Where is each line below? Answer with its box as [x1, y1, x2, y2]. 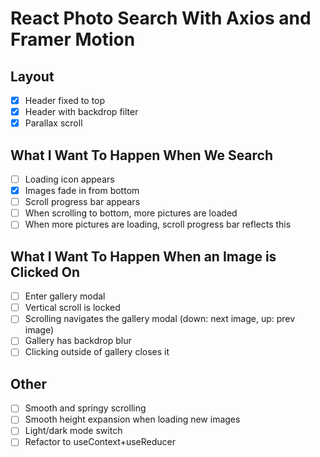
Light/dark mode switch [24, 425, 123, 437]
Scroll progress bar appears [24, 196, 141, 208]
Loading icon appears [24, 173, 115, 185]
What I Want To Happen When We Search [10, 147, 274, 164]
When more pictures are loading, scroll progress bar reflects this [24, 218, 292, 231]
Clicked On [10, 263, 80, 281]
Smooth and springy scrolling [24, 402, 147, 414]
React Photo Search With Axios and [10, 7, 312, 30]
